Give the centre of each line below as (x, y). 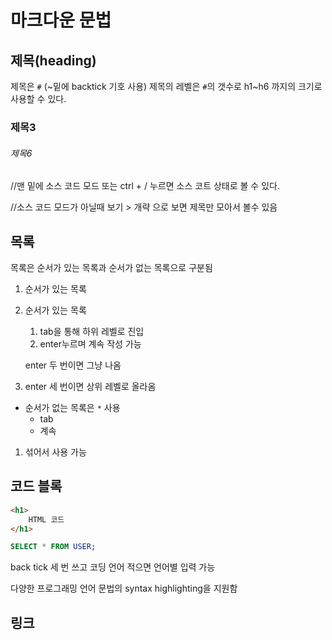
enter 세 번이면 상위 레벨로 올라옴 (90, 386)
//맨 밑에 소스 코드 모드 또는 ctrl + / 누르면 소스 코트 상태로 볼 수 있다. (145, 186)
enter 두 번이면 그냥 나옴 (73, 365)
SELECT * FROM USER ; (53, 547)
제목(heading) (53, 60)
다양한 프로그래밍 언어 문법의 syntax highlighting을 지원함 (124, 588)
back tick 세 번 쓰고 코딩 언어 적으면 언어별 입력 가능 (113, 567)
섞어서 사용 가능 (55, 452)
